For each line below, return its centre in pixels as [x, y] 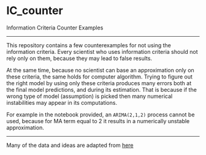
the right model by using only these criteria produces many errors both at [99, 83]
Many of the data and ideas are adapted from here [70, 145]
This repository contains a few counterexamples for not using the [89, 45]
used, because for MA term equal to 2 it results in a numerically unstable [98, 121]
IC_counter [35, 11]
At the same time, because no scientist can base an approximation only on [100, 70]
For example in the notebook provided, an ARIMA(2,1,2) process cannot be [101, 115]
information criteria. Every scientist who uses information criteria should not [102, 51]
